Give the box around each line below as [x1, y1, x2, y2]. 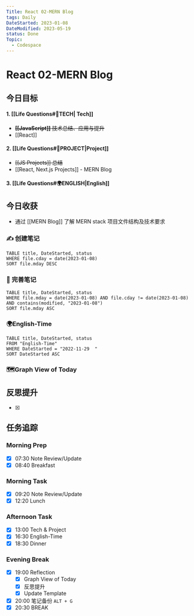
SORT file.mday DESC [6, 261, 58, 267]
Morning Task [6, 477, 47, 485]
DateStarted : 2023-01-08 [6, 20, 68, 26]
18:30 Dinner [14, 540, 47, 547]
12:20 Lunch [14, 497, 46, 505]
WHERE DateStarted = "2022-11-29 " [6, 346, 98, 352]
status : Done [6, 31, 39, 37]
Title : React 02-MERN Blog [6, 8, 74, 15]
